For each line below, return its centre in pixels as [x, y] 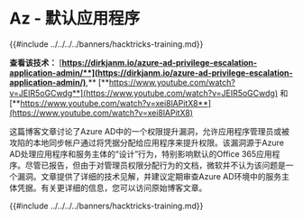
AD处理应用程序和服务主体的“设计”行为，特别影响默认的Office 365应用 [141, 153]
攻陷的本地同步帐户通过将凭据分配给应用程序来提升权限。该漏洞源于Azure [147, 142]
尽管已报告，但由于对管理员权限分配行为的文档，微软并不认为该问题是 [155, 165]
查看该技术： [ [36, 62]
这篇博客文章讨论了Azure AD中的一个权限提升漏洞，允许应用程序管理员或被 [150, 131]
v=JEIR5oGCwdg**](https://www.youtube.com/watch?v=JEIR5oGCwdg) [144, 93]
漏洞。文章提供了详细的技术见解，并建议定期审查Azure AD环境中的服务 [149, 176]
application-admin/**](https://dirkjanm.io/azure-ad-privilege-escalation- [151, 72]
